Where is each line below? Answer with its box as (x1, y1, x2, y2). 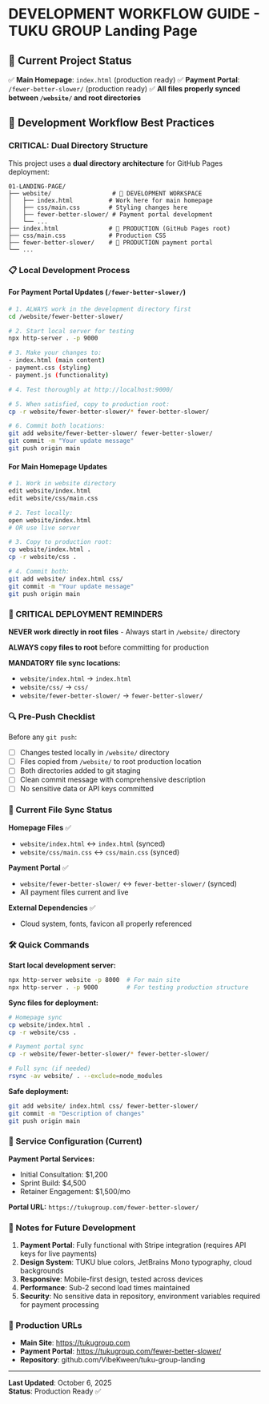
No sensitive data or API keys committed (19, 784, 155, 794)
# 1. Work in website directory (8, 480, 116, 488)
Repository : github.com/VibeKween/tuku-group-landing (19, 1355, 206, 1365)
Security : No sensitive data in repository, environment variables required (19, 1291, 261, 1301)
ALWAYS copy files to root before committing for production (8, 642, 210, 652)
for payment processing (19, 1300, 99, 1309)
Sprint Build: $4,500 (19, 1178, 86, 1188)
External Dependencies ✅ (8, 903, 96, 912)
